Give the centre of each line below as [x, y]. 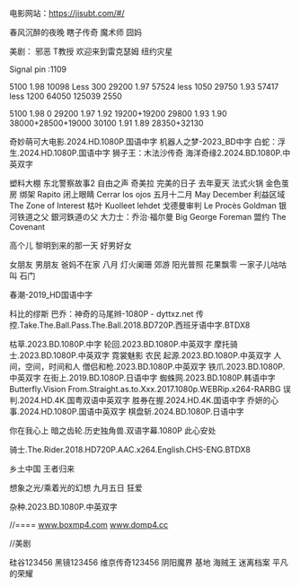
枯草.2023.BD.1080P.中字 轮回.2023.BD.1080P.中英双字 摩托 [120, 344]
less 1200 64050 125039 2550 [66, 96]
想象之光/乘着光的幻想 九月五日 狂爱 [76, 488]
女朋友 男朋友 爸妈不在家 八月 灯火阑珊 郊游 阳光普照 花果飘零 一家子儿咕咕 [148, 264]
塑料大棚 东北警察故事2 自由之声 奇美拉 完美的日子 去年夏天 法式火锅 [137, 183]
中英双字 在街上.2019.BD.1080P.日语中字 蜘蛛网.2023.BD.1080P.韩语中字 [142, 378]
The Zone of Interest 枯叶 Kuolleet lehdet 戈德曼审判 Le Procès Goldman [143, 206]
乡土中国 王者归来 [42, 469]
